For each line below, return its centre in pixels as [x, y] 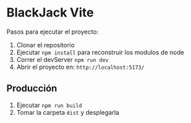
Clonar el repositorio [46, 45]
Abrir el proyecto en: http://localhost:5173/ [80, 67]
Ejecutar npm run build [49, 105]
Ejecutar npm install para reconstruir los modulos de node [100, 52]
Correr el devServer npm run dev [62, 59]
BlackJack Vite [50, 13]
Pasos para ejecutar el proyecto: [53, 32]
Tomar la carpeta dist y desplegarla [68, 112]
